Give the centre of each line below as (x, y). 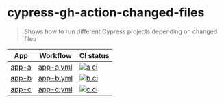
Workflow (55, 55)
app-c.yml (55, 89)
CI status (94, 55)
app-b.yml (55, 78)
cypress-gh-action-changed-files (106, 13)
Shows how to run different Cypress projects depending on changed (121, 31)
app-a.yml (55, 67)
